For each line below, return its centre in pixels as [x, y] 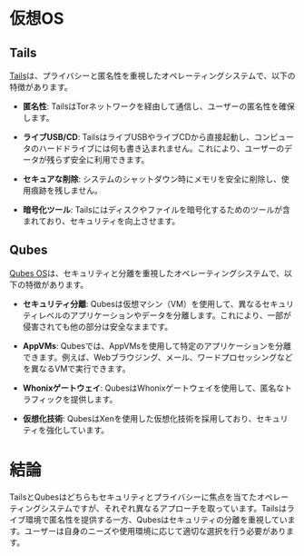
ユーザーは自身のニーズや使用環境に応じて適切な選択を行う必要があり [155, 531]
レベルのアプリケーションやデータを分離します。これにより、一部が [165, 315]
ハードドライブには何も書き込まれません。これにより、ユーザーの [162, 148]
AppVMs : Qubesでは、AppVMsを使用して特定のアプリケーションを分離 [157, 345]
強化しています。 [78, 430]
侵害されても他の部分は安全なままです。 [98, 326]
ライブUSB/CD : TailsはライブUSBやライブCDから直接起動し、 [138, 137]
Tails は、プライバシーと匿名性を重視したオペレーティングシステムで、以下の [152, 75]
